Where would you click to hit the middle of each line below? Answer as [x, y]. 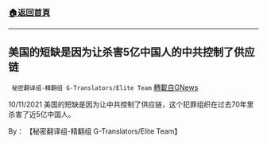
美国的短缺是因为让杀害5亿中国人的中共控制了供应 [132, 52]
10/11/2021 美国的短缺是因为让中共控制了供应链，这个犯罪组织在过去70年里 [131, 104]
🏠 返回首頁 [29, 12]
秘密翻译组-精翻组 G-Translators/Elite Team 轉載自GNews [105, 88]
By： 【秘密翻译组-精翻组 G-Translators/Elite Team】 [95, 131]
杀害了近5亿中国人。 [42, 115]
